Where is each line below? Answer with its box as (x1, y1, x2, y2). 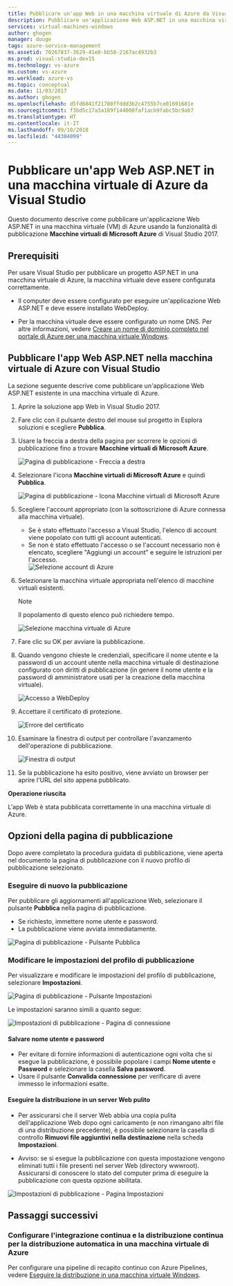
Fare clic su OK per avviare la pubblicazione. (17, 637, 145, 645)
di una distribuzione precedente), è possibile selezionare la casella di (17, 1126, 215, 1134)
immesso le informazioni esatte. (17, 1080, 109, 1088)
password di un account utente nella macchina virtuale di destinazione (17, 658, 219, 666)
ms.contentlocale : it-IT (8, 119, 80, 127)
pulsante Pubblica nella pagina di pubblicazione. (8, 904, 147, 912)
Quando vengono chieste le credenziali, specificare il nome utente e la (17, 650, 218, 659)
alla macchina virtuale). (17, 512, 85, 521)
